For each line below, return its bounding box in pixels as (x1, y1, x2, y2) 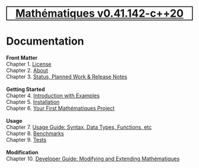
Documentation (6, 34, 85, 48)
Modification (6, 149, 38, 156)
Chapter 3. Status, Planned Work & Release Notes (6, 73, 127, 80)
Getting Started (6, 86, 46, 93)
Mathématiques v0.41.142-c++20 (15, 7, 184, 20)
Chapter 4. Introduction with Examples (6, 92, 100, 99)
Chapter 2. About (6, 67, 49, 74)
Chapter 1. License (6, 61, 52, 68)
